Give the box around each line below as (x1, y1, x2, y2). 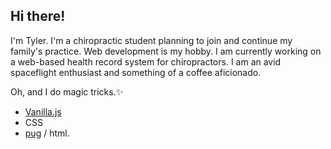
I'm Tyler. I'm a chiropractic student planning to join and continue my (10, 34, 293, 46)
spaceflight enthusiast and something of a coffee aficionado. (10, 66, 262, 78)
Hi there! (10, 8, 66, 25)
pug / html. (24, 127, 70, 139)
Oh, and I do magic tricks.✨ (10, 85, 124, 98)
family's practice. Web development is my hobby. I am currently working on (10, 45, 322, 57)
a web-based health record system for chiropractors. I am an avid (10, 55, 282, 68)
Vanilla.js (24, 105, 62, 118)
